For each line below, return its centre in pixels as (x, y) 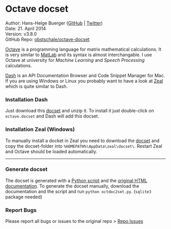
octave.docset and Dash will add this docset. (52, 116)
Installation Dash (27, 99)
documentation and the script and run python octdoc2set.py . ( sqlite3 (78, 191)
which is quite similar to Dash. (37, 86)
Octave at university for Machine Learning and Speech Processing (75, 60)
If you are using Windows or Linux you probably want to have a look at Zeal (84, 81)
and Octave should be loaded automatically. (51, 151)
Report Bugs (21, 210)
